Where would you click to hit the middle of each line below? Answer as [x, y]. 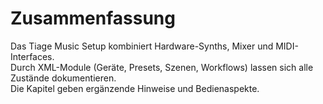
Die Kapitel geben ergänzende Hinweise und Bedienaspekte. [135, 88]
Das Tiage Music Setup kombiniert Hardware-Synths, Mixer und [142, 46]
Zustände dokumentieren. [63, 78]
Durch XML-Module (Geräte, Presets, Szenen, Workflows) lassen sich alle [162, 67]
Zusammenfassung [93, 18]
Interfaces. [32, 56]
